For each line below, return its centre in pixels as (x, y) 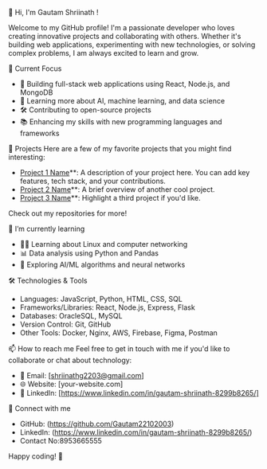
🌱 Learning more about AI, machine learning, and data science (122, 101)
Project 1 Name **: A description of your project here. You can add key (135, 172)
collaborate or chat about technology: (70, 360)
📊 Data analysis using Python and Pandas (89, 253)
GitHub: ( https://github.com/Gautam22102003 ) (97, 424)
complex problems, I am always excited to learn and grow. (104, 53)
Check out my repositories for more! (68, 213)
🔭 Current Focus (35, 68)
